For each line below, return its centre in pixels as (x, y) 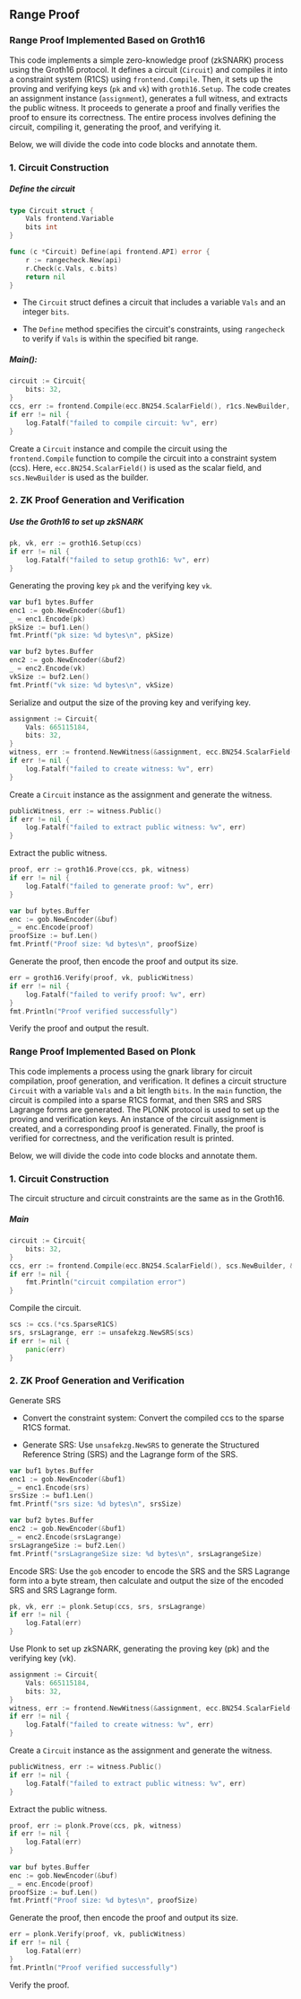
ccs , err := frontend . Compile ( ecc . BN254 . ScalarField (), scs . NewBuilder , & (152, 1266)
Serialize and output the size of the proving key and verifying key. (130, 702)
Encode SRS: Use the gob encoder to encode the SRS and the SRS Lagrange (150, 1570)
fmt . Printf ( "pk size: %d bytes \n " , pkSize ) (92, 636)
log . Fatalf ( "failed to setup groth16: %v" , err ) (118, 561)
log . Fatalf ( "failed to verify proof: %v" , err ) (116, 995)
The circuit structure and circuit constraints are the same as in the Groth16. (147, 1199)
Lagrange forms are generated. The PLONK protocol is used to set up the (144, 1110)
